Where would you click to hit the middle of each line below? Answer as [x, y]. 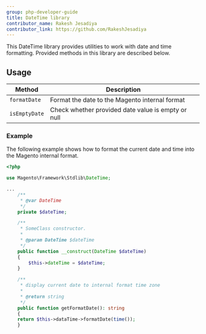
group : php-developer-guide [42, 12]
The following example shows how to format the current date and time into [101, 149]
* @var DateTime [41, 200]
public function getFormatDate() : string [71, 308]
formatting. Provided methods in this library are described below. [88, 53]
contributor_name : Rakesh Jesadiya [52, 23]
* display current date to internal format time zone [90, 286]
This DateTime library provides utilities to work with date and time [89, 47]
